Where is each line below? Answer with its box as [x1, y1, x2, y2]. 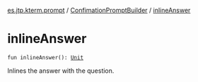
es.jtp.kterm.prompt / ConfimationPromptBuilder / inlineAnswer [7, 6, 191, 14]
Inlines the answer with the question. [7, 66, 115, 75]
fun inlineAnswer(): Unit [7, 54, 83, 61]
